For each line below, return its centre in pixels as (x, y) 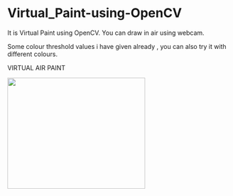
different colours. (33, 54)
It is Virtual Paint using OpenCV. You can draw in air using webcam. (106, 33)
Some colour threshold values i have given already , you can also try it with (117, 46)
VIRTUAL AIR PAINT (37, 67)
